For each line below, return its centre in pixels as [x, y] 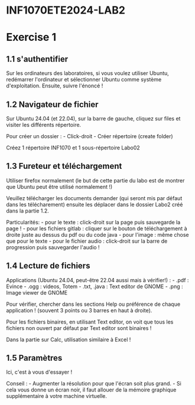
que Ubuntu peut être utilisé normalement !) [59, 187]
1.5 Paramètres [34, 358]
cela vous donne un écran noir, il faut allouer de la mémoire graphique [91, 390]
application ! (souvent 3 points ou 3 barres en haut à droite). [79, 310]
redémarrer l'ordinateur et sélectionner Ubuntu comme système [84, 80]
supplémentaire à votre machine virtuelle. [57, 396]
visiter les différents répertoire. [44, 125]
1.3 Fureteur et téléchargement [64, 166]
